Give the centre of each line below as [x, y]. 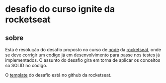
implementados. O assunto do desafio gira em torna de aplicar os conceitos [83, 60]
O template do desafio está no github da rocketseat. [58, 75]
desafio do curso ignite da [60, 9]
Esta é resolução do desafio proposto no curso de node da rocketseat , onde [83, 50]
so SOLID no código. [26, 65]
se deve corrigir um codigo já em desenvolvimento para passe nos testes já [83, 55]
